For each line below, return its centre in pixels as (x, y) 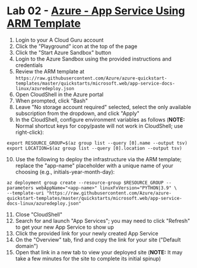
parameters (20, 188)
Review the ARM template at (50, 71)
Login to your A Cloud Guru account (59, 40)
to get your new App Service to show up (65, 227)
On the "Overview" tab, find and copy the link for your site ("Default (98, 240)
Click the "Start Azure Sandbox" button (63, 52)
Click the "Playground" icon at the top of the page (76, 46)
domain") (27, 246)
